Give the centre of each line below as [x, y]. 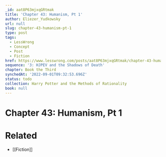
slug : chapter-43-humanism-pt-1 [38, 28]
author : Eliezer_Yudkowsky [33, 19]
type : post [16, 33]
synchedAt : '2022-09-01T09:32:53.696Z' [46, 75]
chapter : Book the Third [31, 70]
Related [21, 135]
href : [11, 61]
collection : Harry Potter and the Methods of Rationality [66, 83]
